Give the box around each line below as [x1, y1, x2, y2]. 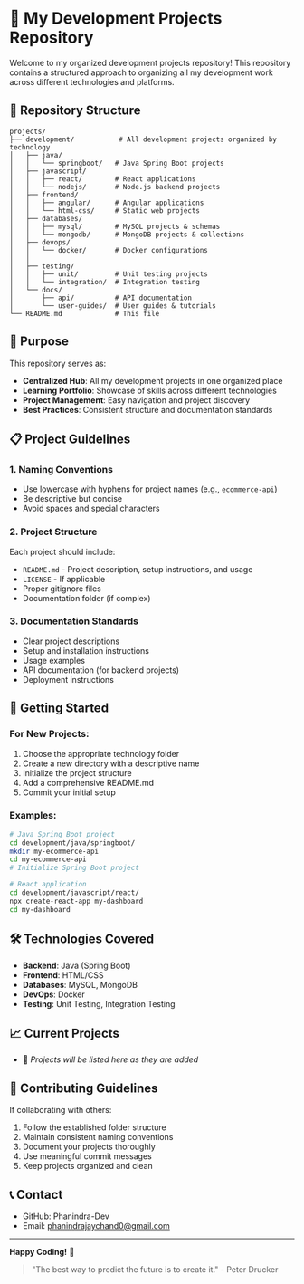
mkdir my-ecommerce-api [9, 847, 100, 856]
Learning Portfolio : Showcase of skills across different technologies [22, 385, 278, 396]
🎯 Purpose [9, 334, 70, 350]
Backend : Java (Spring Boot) [22, 960, 131, 971]
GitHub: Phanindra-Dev [22, 1211, 110, 1222]
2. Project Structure [9, 525, 98, 538]
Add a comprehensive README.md [22, 777, 155, 788]
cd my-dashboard [9, 905, 71, 914]
